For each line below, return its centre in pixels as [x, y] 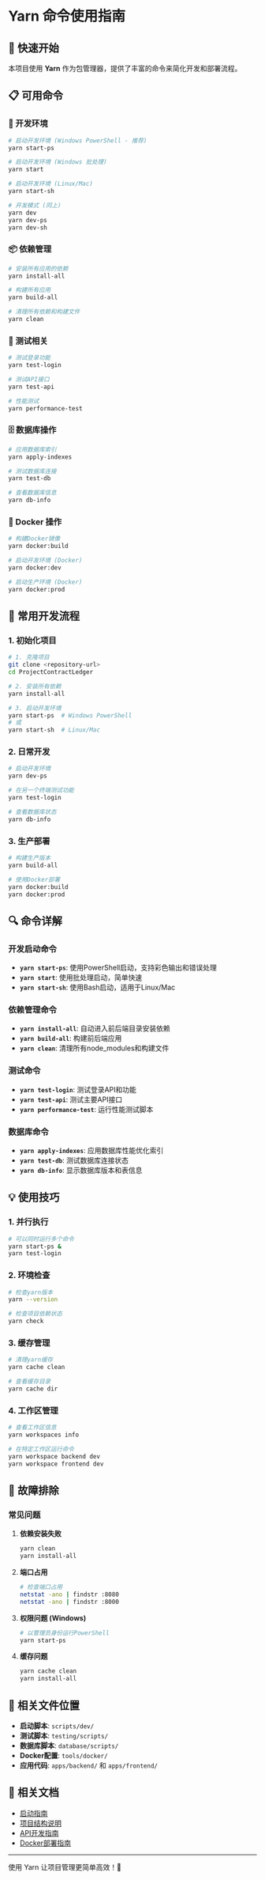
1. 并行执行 [28, 1222]
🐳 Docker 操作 [35, 522]
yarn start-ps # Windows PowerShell [70, 715]
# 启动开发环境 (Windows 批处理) [58, 162]
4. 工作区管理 [34, 1410]
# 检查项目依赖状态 [35, 1314]
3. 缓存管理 [29, 1343]
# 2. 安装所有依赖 [35, 686]
